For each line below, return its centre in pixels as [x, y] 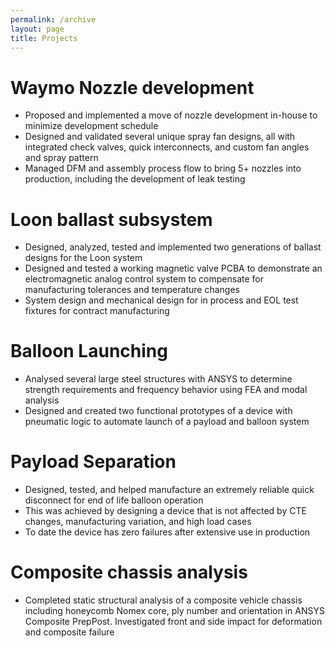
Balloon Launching [89, 351]
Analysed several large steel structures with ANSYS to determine [158, 379]
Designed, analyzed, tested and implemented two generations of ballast [173, 247]
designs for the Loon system [83, 258]
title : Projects [44, 38]
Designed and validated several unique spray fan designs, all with [160, 137]
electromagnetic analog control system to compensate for [144, 279]
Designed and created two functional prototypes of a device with [158, 411]
